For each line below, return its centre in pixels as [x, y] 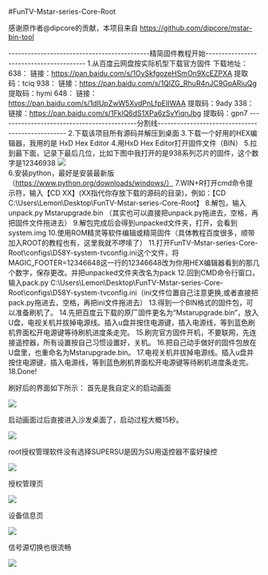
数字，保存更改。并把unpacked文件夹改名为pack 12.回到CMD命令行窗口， [137, 273]
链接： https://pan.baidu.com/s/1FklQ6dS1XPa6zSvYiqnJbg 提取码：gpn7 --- [134, 113]
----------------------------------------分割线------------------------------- [133, 123]
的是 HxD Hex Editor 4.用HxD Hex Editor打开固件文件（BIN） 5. [146, 143]
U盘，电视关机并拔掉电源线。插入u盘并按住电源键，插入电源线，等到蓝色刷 [132, 323]
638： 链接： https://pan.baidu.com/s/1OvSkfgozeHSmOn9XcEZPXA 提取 [128, 73]
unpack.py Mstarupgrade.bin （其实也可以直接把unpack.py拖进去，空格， [130, 213]
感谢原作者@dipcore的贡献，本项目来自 [73, 28]
